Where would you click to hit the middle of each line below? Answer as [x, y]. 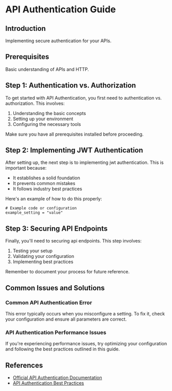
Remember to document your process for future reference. [68, 272]
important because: [26, 168]
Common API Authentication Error [49, 303]
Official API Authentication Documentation [57, 378]
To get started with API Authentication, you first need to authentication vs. [83, 98]
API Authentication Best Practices [48, 383]
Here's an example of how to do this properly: [54, 199]
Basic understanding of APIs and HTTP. [47, 69]
